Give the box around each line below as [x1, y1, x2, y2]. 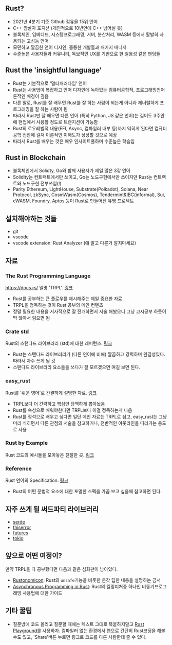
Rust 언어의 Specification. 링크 [5, 477, 68, 483]
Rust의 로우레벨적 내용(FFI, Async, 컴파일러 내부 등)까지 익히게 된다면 [12, 125, 154, 131]
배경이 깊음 [26, 93, 49, 99]
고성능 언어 [26, 38, 49, 44]
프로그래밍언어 [136, 86, 165, 93]
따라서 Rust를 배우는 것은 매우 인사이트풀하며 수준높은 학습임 [12, 138, 135, 144]
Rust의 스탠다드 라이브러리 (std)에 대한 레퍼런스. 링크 [5, 340, 112, 346]
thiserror [12, 524, 31, 530]
